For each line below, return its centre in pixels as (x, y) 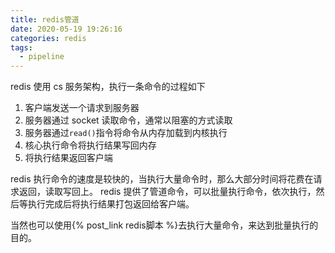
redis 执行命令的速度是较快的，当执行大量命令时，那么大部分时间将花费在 (162, 179)
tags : (21, 47)
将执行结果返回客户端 (68, 158)
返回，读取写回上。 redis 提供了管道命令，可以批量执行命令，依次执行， (167, 192)
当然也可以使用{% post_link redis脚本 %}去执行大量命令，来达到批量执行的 (164, 225)
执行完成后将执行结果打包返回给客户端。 (111, 204)
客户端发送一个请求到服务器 (82, 108)
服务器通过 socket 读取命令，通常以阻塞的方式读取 (128, 120)
